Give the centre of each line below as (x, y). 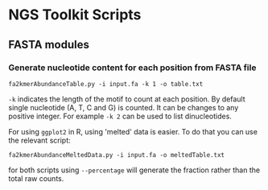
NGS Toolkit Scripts (75, 15)
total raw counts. (36, 178)
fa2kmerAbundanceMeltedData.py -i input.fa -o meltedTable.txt (117, 155)
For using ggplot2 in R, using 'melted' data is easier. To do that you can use (133, 131)
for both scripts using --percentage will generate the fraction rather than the (134, 170)
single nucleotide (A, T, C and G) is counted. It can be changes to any (124, 107)
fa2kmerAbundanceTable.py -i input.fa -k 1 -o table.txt (106, 84)
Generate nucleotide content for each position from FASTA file (132, 68)
